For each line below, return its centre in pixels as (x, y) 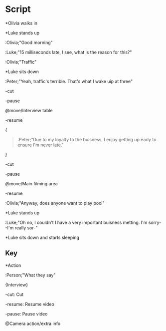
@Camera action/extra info (33, 323)
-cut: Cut (14, 294)
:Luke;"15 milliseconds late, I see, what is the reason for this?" (69, 52)
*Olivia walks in (21, 23)
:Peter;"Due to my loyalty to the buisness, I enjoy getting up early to (87, 139)
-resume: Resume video (30, 304)
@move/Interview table (29, 110)
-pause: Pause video (26, 313)
